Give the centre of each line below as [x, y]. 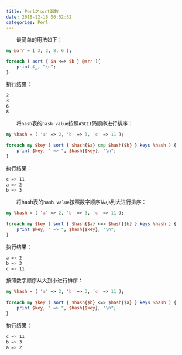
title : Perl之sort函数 [32, 11]
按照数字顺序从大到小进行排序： [44, 281]
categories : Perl [27, 22]
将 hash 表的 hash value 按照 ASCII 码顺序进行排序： [75, 123]
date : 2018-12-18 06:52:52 [39, 17]
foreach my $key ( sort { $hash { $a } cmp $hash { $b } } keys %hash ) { [91, 146]
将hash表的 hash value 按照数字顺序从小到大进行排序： [82, 202]
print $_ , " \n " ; [37, 67]
